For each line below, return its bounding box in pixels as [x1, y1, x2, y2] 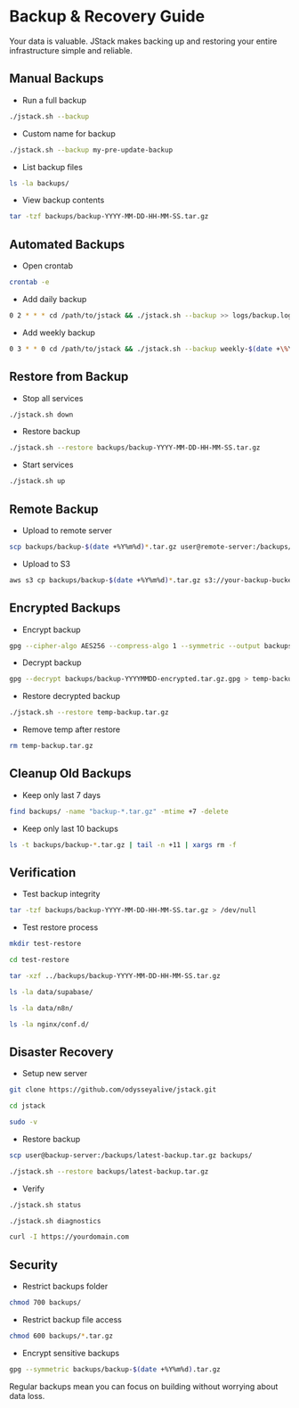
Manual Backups [9, 71, 104, 86]
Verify [21, 1183, 44, 1194]
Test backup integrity [21, 889, 101, 900]
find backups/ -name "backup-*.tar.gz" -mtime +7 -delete [9, 807, 229, 816]
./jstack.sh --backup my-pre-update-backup [9, 145, 174, 154]
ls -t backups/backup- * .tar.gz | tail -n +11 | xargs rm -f [9, 840, 238, 849]
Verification [9, 865, 77, 880]
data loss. [9, 1390, 45, 1401]
